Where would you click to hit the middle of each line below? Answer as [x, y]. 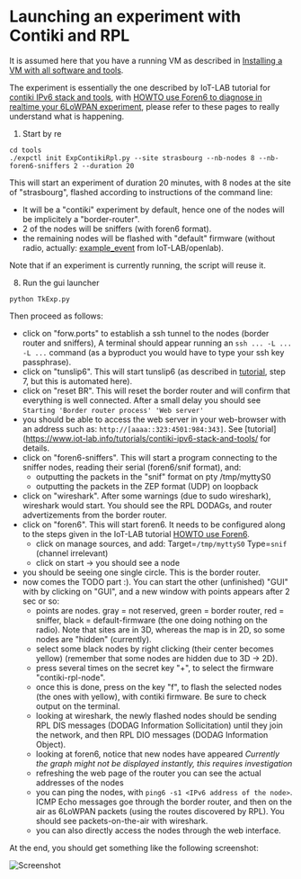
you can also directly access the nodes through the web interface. [158, 830]
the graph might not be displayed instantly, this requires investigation [164, 763]
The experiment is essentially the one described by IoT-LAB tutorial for [140, 87]
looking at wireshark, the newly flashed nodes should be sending [156, 715]
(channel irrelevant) [72, 553]
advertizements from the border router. [95, 515]
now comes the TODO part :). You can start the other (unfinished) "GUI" [155, 581]
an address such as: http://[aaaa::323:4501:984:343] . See [133, 428]
